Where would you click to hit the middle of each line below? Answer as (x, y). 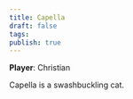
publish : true (35, 42)
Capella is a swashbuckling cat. (67, 85)
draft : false (33, 26)
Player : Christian (40, 68)
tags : (19, 34)
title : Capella (37, 17)
